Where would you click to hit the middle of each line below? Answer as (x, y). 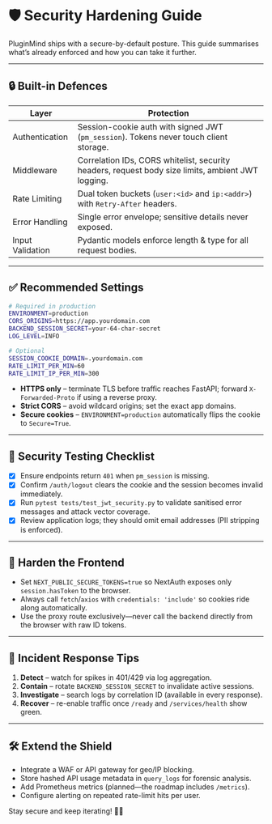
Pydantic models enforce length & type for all (163, 240)
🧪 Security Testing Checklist (82, 456)
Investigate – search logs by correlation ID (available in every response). (141, 695)
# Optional (27, 350)
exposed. (95, 227)
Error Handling (40, 222)
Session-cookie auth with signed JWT (151, 126)
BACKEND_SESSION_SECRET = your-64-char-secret (85, 329)
